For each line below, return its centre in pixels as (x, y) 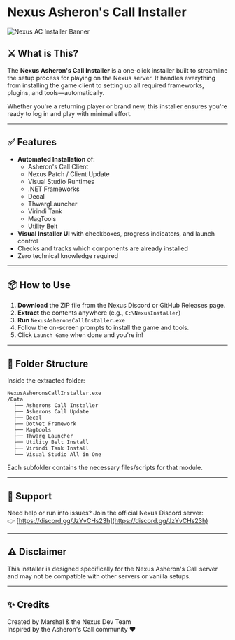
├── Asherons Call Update (51, 412)
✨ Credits (29, 605)
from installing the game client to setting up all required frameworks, (106, 85)
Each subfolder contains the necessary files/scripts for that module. (105, 468)
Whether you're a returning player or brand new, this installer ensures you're (117, 106)
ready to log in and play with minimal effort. (70, 113)
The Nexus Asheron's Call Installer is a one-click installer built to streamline (117, 70)
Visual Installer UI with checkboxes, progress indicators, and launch (116, 233)
